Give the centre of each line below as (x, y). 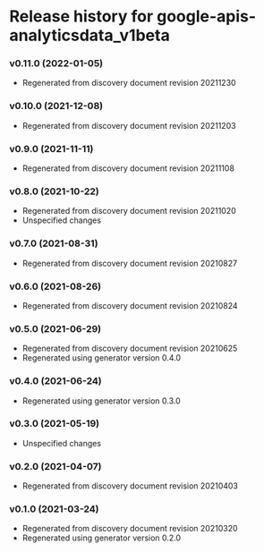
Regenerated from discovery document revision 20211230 (129, 83)
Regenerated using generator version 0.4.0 (102, 358)
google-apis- (206, 17)
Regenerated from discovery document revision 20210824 (130, 305)
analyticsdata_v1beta (89, 35)
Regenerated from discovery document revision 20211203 (129, 125)
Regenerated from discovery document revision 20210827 (130, 263)
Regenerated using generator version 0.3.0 (101, 401)
